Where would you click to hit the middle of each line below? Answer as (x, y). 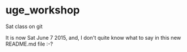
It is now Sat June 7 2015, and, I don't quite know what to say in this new (93, 37)
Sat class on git (24, 26)
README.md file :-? (29, 44)
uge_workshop (43, 10)
